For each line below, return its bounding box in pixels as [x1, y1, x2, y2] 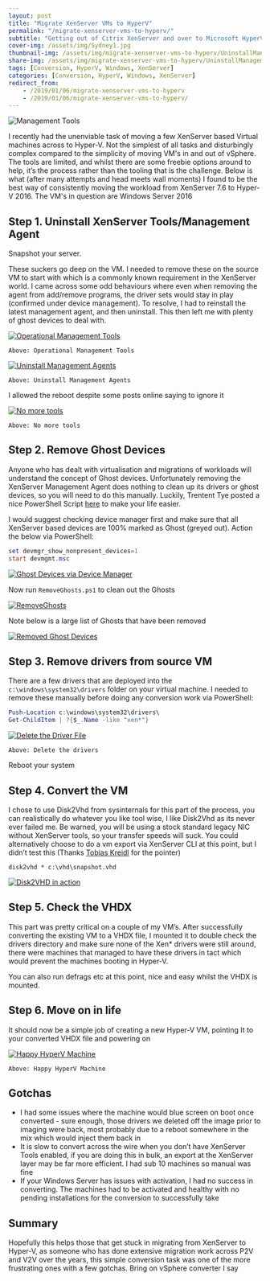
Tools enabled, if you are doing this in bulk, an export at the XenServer [19, 1151, 254, 1160]
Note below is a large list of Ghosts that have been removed [8, 616, 207, 626]
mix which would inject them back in [19, 1133, 141, 1143]
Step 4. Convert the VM [8, 783, 129, 797]
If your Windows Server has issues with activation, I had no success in [19, 1176, 254, 1186]
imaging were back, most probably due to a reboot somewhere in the [19, 1125, 249, 1135]
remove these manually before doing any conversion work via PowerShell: [8, 693, 254, 703]
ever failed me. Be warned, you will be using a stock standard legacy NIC [8, 822, 251, 831]
